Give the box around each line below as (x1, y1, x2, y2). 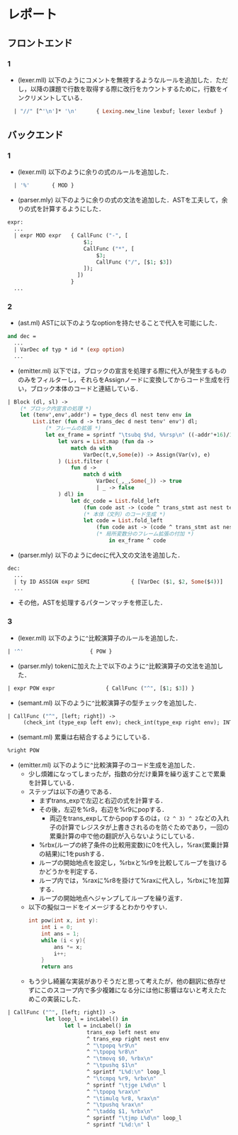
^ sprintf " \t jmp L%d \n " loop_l (86, 1114, 182, 1122)
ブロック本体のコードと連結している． (30, 384, 142, 393)
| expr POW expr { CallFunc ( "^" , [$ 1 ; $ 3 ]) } (7, 685, 195, 692)
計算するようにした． (42, 205, 105, 213)
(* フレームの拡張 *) (45, 425, 101, 432)
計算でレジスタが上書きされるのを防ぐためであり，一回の (62, 823, 229, 832)
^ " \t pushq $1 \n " (86, 1062, 138, 1069)
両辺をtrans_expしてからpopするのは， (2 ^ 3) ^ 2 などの (49, 814, 217, 822)
